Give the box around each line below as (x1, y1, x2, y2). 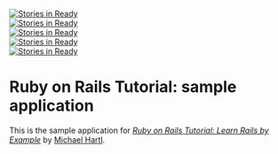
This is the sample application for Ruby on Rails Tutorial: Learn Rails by (9, 125, 269, 135)
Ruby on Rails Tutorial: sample (9, 77, 237, 97)
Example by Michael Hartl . (9, 134, 106, 145)
